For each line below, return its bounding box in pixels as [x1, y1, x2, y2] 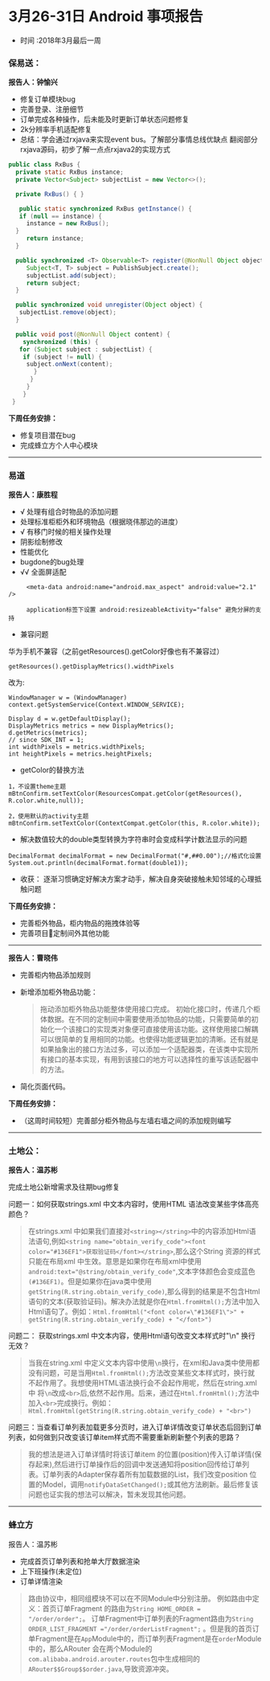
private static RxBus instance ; [15, 168, 125, 177]
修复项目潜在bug [19, 430, 76, 440]
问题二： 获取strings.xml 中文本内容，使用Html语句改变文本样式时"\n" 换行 [8, 1331, 256, 1341]
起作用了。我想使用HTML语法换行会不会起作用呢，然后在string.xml [35, 1378, 257, 1388]
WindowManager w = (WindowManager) [8, 694, 128, 702]
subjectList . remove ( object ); [18, 309, 117, 317]
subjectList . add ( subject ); [26, 271, 117, 280]
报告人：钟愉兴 [8, 77, 58, 87]
